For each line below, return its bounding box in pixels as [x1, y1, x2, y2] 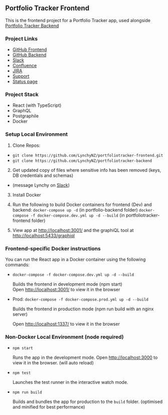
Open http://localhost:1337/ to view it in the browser [12, 321, 120, 327]
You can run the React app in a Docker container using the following [5, 257, 146, 262]
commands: [5, 262, 30, 268]
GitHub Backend [12, 52, 47, 58]
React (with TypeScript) [12, 102, 62, 108]
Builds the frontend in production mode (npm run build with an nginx [12, 306, 154, 312]
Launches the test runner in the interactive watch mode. [12, 379, 128, 385]
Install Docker [12, 191, 41, 197]
